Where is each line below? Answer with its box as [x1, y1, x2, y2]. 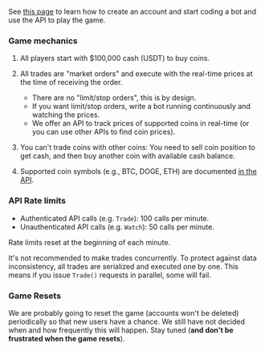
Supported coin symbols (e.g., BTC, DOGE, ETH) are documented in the [19, 167, 257, 176]
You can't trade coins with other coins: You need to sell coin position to [19, 143, 255, 152]
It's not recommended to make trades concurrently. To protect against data [8, 252, 257, 263]
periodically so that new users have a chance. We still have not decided [8, 317, 245, 326]
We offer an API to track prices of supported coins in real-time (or [31, 119, 250, 128]
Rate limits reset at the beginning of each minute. [8, 237, 171, 247]
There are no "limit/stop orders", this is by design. [31, 93, 197, 103]
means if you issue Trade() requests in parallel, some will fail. [8, 270, 211, 280]
